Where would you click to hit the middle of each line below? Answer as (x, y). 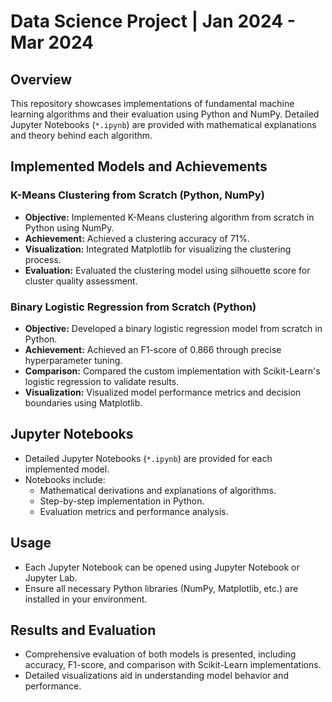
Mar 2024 (52, 42)
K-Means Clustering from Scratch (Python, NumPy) (137, 195)
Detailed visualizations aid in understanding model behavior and (156, 676)
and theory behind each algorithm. (81, 135)
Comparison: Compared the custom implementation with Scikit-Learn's (172, 371)
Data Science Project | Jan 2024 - (153, 21)
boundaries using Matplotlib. (83, 402)
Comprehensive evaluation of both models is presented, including (160, 654)
